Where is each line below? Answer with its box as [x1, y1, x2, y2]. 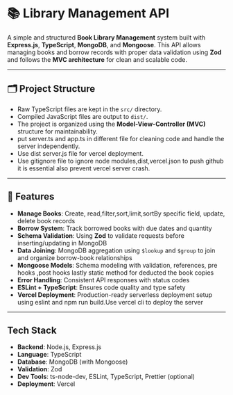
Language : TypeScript [17, 350, 82, 359]
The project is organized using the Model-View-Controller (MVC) [17, 120, 206, 128]
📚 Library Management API [7, 6, 170, 22]
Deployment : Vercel [17, 380, 76, 388]
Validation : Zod [17, 365, 62, 373]
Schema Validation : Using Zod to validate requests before [17, 231, 185, 240]
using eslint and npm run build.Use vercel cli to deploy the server [17, 298, 203, 306]
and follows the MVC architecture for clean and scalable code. [7, 55, 188, 63]
